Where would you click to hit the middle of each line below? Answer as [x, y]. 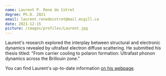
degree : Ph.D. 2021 [25, 14]
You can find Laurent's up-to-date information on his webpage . [70, 68]
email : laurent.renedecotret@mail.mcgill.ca [52, 19]
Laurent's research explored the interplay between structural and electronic [83, 42]
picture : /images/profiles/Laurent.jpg [47, 28]
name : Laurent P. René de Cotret [40, 10]
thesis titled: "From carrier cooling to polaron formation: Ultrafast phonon [80, 53]
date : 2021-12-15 [23, 24]
